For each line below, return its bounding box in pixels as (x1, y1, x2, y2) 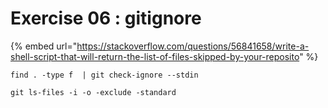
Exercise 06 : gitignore (10, 7, 202, 30)
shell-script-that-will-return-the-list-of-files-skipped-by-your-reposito (10, 50, 300, 62)
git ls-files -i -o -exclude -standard (10, 87, 177, 97)
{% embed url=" (10, 40, 78, 52)
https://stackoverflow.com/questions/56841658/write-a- (76, 40, 310, 52)
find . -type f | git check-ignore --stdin (10, 70, 199, 80)
